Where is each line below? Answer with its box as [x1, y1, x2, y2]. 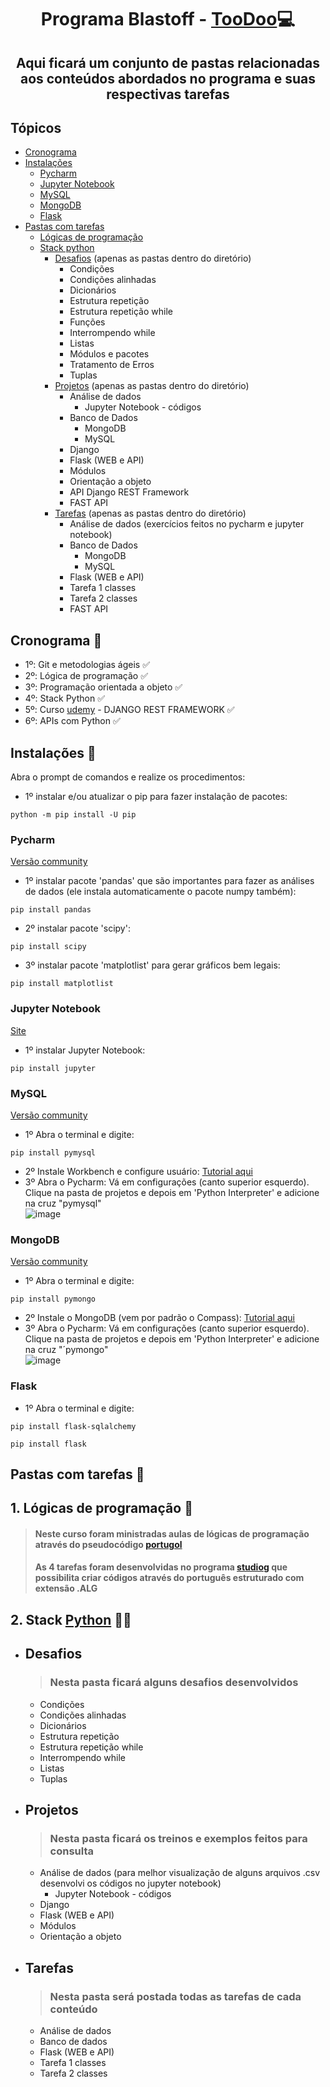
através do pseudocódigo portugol [34, 1538, 183, 1550]
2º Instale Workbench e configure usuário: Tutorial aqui [24, 1165, 253, 1177]
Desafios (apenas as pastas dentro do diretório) [54, 252, 252, 265]
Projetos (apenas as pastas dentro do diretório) [54, 380, 250, 392]
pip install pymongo [10, 1294, 97, 1305]
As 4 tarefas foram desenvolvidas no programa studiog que [34, 1561, 288, 1573]
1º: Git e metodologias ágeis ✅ [24, 659, 151, 671]
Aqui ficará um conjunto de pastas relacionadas [16, 54, 320, 71]
